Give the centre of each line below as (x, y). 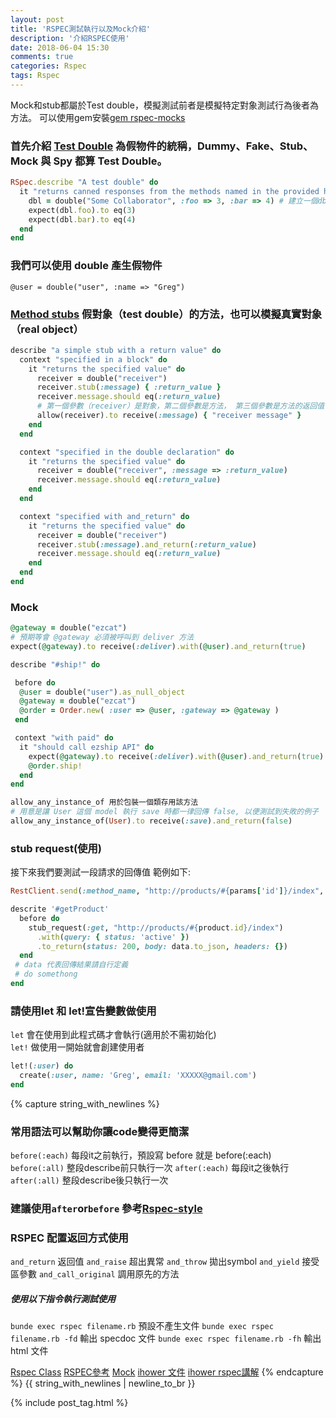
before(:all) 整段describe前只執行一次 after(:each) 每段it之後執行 (150, 1168)
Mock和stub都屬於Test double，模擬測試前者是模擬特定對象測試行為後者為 (164, 105)
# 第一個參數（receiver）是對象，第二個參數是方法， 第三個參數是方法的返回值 (180, 406)
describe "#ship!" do (55, 664)
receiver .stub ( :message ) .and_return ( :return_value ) (146, 544)
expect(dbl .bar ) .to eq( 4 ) (82, 219)
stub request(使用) (56, 848)
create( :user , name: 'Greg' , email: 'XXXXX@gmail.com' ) (138, 1076)
